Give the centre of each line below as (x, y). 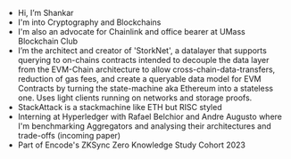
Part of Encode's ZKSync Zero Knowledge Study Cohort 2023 (131, 145)
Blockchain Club (48, 41)
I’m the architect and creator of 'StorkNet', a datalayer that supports (142, 51)
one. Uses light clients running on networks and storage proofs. (135, 98)
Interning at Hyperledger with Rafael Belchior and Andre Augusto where (150, 116)
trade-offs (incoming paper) (69, 135)
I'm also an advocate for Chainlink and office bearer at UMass (131, 32)
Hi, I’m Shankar (46, 13)
